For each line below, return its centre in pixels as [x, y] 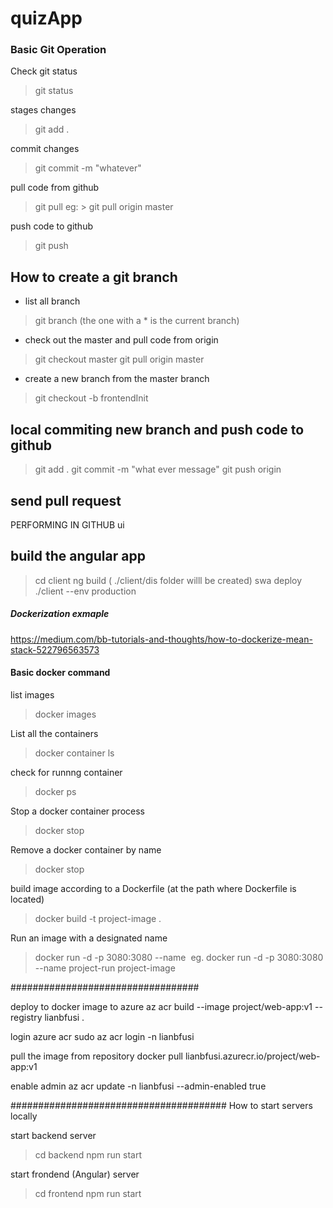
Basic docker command [60, 673]
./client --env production [85, 591]
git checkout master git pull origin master [119, 359]
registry [26, 1017]
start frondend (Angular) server [75, 1174]
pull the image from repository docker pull [96, 1056]
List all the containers [54, 733]
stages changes [43, 110]
